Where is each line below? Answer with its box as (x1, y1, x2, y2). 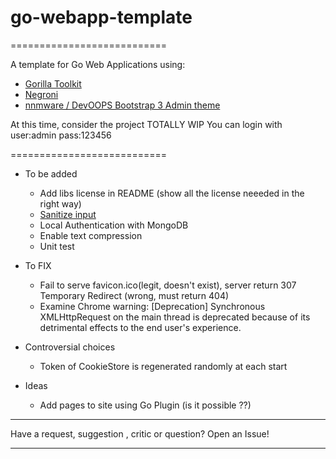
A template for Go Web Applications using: (10, 58, 186, 70)
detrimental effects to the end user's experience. (39, 321, 242, 333)
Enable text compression (39, 229, 143, 241)
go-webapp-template (10, 6, 193, 29)
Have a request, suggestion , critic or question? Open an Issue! (10, 427, 270, 440)
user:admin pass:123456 (10, 129, 112, 141)
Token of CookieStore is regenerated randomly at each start (39, 360, 288, 372)
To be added (24, 167, 78, 180)
